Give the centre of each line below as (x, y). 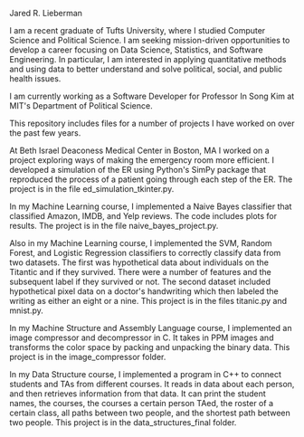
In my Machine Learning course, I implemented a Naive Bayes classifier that (151, 206)
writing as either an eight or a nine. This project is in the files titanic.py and (148, 301)
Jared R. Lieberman (46, 13)
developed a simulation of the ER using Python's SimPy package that (138, 170)
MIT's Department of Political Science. (81, 106)
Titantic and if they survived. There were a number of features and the (140, 272)
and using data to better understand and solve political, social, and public (146, 69)
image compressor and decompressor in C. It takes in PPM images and (142, 337)
